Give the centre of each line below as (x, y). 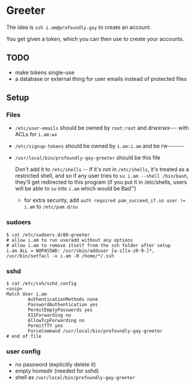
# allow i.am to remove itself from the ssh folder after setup (88, 245)
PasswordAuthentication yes (63, 305)
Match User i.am (26, 294)
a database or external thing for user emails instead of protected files (101, 78)
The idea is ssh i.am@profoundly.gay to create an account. (79, 27)
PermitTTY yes (45, 326)
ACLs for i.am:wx (36, 134)
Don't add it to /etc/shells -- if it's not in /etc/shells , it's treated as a (102, 169)
